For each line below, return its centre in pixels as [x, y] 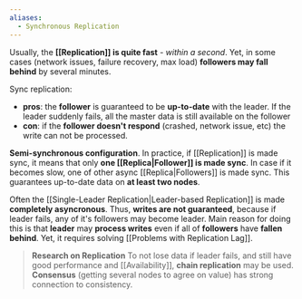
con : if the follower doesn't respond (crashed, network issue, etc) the [154, 125]
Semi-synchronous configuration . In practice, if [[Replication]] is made [144, 153]
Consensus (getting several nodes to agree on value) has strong [152, 275]
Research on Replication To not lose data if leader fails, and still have [161, 256]
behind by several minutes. [60, 71]
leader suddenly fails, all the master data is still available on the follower [156, 116]
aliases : [26, 18]
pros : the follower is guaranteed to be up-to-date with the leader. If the [157, 106]
